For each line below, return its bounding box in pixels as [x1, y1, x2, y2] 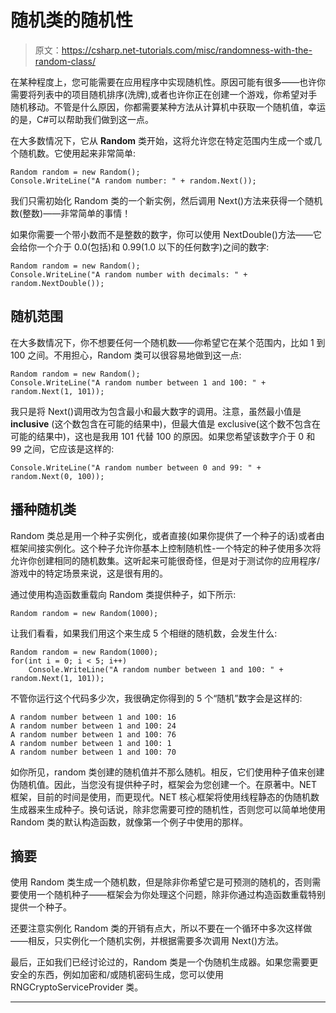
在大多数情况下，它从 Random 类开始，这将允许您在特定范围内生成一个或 [10, 134, 314, 146]
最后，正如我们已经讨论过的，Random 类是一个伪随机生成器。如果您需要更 [10, 956, 319, 968]
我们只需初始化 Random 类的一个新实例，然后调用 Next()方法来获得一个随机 [10, 194, 323, 206]
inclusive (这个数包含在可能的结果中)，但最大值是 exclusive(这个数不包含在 [10, 417, 321, 430]
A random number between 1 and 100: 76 [10, 729, 177, 740]
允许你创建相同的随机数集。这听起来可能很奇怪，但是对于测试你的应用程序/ [10, 554, 321, 566]
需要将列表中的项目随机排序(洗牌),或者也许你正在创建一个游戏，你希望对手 [10, 88, 318, 100]
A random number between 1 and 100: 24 [10, 721, 177, 731]
